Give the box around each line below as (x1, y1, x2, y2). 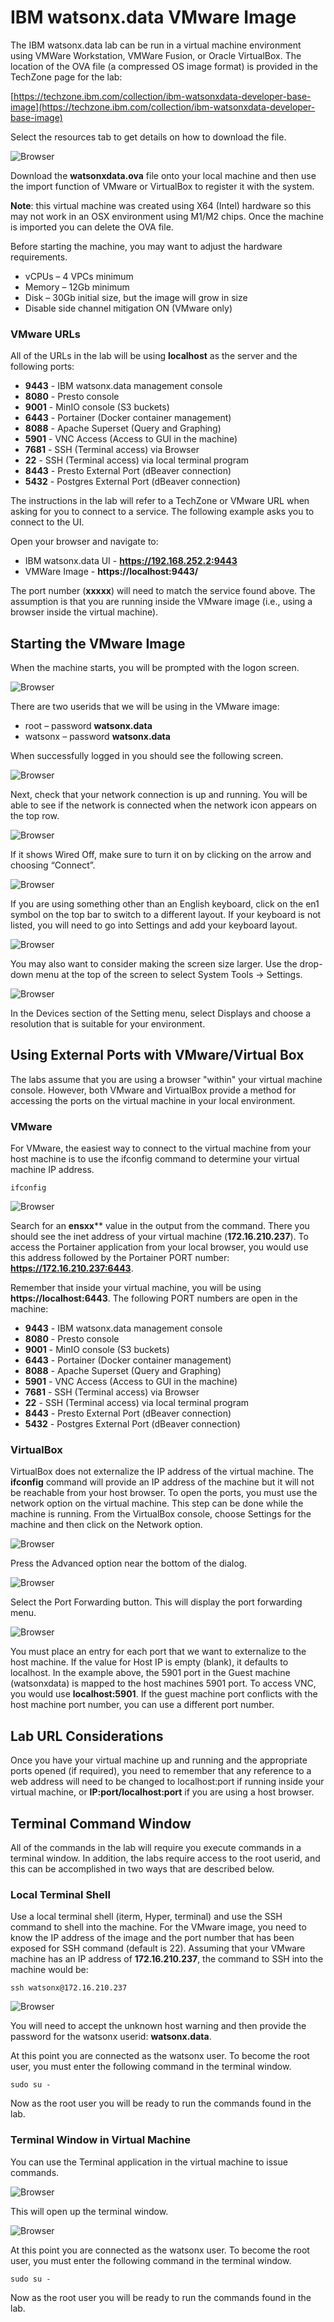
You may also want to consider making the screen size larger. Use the (10, 958, 298, 970)
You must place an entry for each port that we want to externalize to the (10, 1646, 307, 1658)
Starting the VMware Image (10, 635, 186, 652)
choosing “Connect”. (10, 859, 96, 871)
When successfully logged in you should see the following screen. (10, 750, 284, 762)
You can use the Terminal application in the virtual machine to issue (10, 2156, 288, 2168)
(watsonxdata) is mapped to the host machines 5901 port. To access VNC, (10, 1677, 317, 1690)
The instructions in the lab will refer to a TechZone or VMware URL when (10, 495, 310, 507)
